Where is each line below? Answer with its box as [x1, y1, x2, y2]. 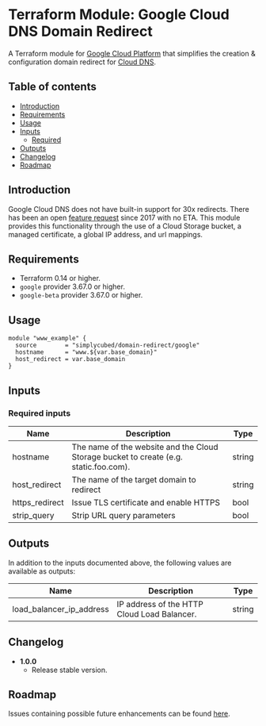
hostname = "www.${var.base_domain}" [15, 348, 158, 356]
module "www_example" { [8, 335, 87, 343]
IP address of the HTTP [116, 598, 203, 609]
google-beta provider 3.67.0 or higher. [19, 290, 143, 300]
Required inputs [8, 407, 71, 418]
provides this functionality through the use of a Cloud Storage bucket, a [8, 221, 241, 231]
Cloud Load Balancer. [116, 609, 197, 620]
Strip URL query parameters [71, 509, 176, 520]
